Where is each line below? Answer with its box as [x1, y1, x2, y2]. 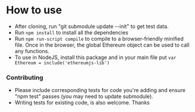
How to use [6, 3, 62, 17]
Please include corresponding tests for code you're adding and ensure [14, 87, 186, 94]
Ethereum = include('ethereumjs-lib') [14, 60, 110, 66]
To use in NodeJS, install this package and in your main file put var [14, 54, 177, 61]
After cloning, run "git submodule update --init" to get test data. [14, 23, 169, 30]
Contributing [6, 73, 43, 82]
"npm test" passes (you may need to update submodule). [14, 93, 154, 100]
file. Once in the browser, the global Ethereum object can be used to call [14, 41, 190, 48]
